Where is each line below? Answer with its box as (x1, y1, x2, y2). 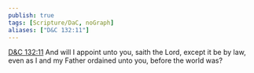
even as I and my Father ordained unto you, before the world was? (8, 56, 223, 65)
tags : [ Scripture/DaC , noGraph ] (8, 19, 114, 27)
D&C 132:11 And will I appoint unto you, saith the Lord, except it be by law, (8, 48, 246, 57)
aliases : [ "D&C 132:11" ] (8, 26, 90, 34)
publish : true (8, 11, 55, 20)
